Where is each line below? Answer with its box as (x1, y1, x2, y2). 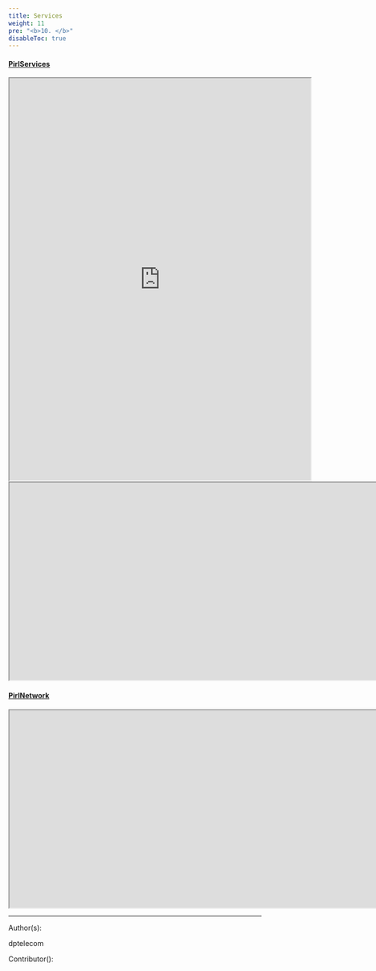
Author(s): (8, 923, 43, 932)
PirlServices (8, 59, 51, 68)
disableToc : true (8, 34, 67, 43)
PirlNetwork (8, 691, 50, 701)
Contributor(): (8, 954, 54, 964)
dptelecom (8, 938, 44, 948)
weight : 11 (8, 19, 45, 27)
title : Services (8, 11, 63, 20)
